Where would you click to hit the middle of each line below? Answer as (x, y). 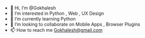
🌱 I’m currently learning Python (43, 19)
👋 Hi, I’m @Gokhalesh (33, 8)
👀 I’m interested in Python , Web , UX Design (57, 13)
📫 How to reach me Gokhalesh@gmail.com (56, 30)
